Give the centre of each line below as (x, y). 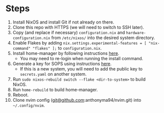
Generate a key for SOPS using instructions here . (62, 64)
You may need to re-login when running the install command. (82, 58)
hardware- (136, 33)
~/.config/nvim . (29, 105)
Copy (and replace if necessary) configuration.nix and (69, 32)
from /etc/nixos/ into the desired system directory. (103, 38)
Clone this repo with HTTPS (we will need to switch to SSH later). (78, 27)
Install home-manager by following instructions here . (66, 53)
